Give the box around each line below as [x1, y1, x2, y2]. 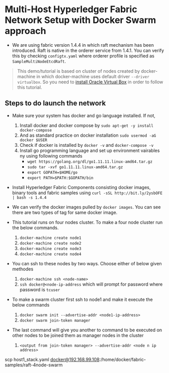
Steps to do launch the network [5, 99, 106, 108]
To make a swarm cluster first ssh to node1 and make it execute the [12, 296, 153, 302]
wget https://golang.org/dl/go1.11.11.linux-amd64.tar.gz [27, 159, 153, 164]
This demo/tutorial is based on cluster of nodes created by [17, 68, 140, 74]
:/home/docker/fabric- [99, 356, 146, 362]
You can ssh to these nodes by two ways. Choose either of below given [12, 260, 162, 266]
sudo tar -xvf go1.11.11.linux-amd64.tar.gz [27, 164, 123, 170]
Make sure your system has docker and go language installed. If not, [12, 112, 156, 118]
